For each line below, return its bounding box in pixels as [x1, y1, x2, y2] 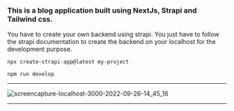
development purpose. [7, 45, 72, 54]
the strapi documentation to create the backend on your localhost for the [7, 38, 216, 46]
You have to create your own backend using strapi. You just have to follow [7, 30, 219, 38]
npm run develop [7, 71, 54, 78]
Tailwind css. [7, 14, 54, 24]
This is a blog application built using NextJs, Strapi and [7, 6, 197, 15]
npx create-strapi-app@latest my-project [7, 59, 130, 66]
